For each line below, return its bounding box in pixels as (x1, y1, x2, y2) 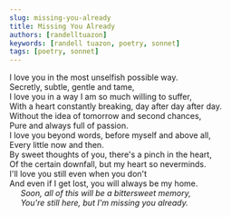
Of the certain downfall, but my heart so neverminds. (9, 159, 207, 170)
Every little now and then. (9, 140, 104, 151)
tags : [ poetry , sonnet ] (9, 47, 100, 56)
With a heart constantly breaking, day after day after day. (9, 101, 222, 112)
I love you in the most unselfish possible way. (9, 72, 178, 83)
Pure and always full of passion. (9, 120, 129, 132)
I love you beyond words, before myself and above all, (9, 130, 211, 141)
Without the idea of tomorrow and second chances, (9, 111, 202, 122)
